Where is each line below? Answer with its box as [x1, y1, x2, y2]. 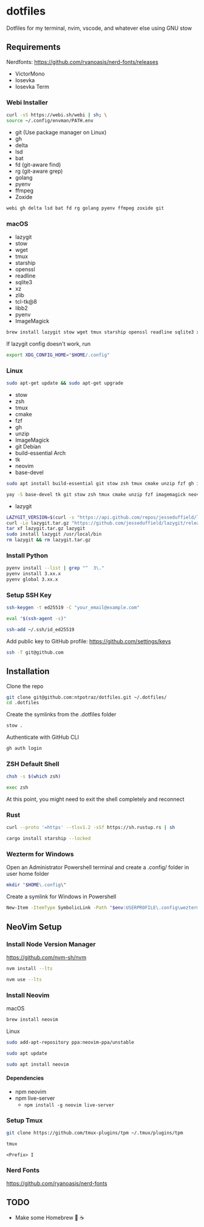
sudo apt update [6, 1050, 47, 1057]
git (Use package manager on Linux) [15, 128, 107, 136]
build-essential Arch [15, 449, 66, 456]
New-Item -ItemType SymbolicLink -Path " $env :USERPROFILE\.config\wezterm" [6, 905, 202, 911]
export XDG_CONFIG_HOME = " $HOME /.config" [6, 352, 110, 358]
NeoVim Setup [6, 921, 62, 932]
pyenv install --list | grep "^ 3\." [6, 565, 104, 572]
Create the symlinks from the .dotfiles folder [6, 711, 117, 718]
